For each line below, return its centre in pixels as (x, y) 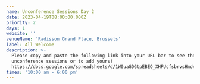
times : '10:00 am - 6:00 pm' (42, 72)
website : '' (21, 34)
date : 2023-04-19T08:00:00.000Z (46, 17)
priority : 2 (21, 22)
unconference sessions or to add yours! (62, 61)
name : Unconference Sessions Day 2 (50, 12)
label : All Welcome (30, 45)
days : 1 (16, 28)
